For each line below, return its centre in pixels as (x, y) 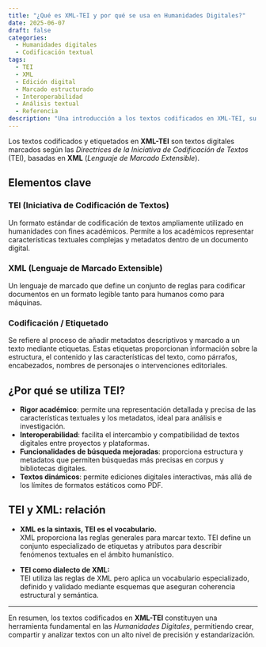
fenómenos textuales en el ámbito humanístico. (97, 554)
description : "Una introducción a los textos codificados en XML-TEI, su (133, 119)
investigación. (42, 426)
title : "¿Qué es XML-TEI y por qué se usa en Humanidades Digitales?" (127, 15)
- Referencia (37, 112)
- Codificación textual (54, 52)
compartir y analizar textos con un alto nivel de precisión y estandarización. (131, 634)
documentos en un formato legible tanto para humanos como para (116, 294)
